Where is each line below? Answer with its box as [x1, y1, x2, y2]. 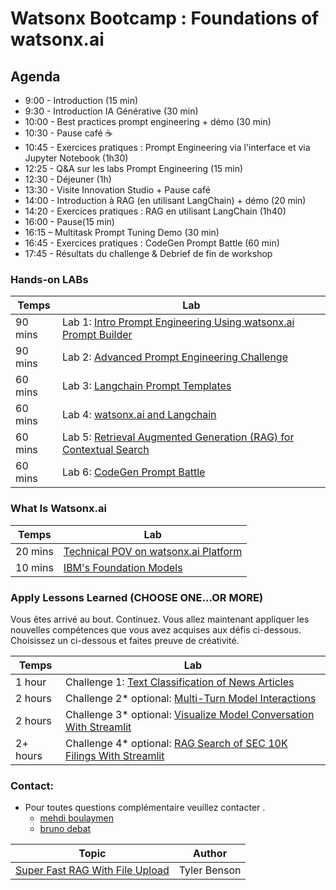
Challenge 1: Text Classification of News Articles [64, 675, 295, 689]
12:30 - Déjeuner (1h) [24, 173, 112, 185]
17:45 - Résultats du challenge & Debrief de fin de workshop [24, 248, 273, 259]
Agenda [10, 68, 61, 85]
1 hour [15, 675, 47, 689]
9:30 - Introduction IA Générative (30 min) [24, 105, 199, 117]
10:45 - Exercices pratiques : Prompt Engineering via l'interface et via [24, 142, 311, 153]
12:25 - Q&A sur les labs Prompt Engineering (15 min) [24, 163, 244, 174]
